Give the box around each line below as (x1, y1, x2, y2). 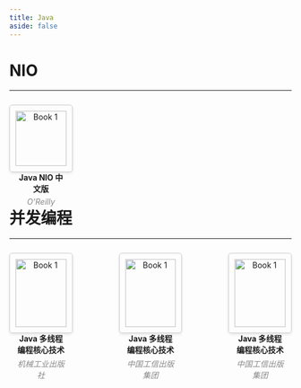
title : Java (9, 13, 54, 22)
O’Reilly (26, 197, 56, 207)
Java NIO (19, 172, 54, 183)
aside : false (9, 22, 58, 31)
